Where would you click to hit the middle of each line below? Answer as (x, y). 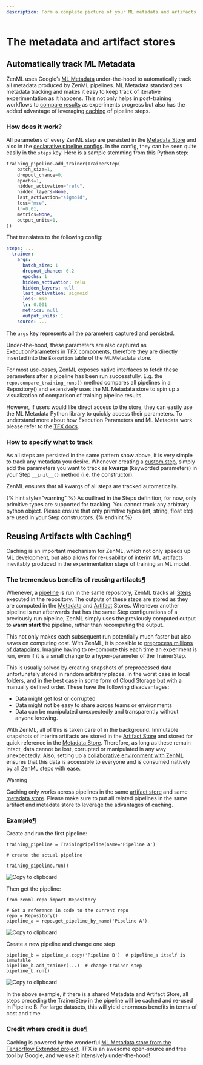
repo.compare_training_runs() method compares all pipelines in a (88, 382)
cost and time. (24, 1014)
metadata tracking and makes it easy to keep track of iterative (83, 91)
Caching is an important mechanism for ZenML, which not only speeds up (98, 551)
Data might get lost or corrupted (55, 699)
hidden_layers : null (48, 288)
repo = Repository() (32, 916)
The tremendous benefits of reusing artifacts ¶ (76, 579)
